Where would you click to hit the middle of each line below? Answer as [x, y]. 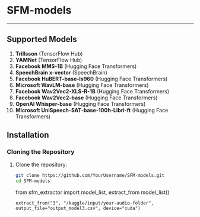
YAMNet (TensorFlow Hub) [49, 60]
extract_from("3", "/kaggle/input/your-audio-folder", [85, 203]
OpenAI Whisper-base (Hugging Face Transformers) [80, 103]
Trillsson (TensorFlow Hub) [49, 53]
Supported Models [42, 39]
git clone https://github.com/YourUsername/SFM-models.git [90, 176]
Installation [28, 135]
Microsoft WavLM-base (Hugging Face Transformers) [82, 85]
